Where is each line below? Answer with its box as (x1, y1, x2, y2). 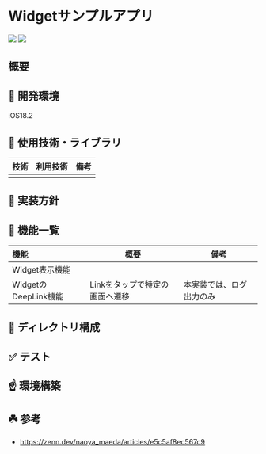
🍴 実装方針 (8, 194, 59, 208)
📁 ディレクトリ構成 (8, 320, 101, 334)
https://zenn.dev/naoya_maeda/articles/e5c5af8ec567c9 (19, 437, 206, 447)
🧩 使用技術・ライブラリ (8, 135, 122, 149)
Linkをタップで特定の (89, 279, 169, 290)
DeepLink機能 (12, 291, 64, 302)
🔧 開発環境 (8, 89, 59, 103)
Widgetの (12, 279, 47, 290)
